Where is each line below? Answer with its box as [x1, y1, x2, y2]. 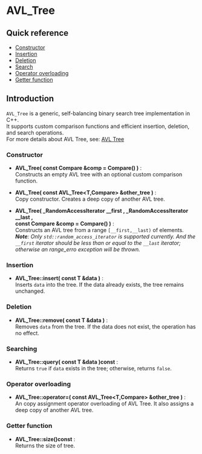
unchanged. [15, 287, 45, 295]
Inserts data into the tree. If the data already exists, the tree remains [15, 281, 184, 289]
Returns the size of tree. [15, 442, 76, 449]
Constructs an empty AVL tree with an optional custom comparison [15, 171, 183, 178]
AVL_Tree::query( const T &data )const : [15, 358, 119, 366]
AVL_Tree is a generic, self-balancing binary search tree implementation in [6, 110, 191, 117]
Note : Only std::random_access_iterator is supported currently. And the [15, 233, 196, 240]
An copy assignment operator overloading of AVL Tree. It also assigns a [15, 400, 194, 407]
